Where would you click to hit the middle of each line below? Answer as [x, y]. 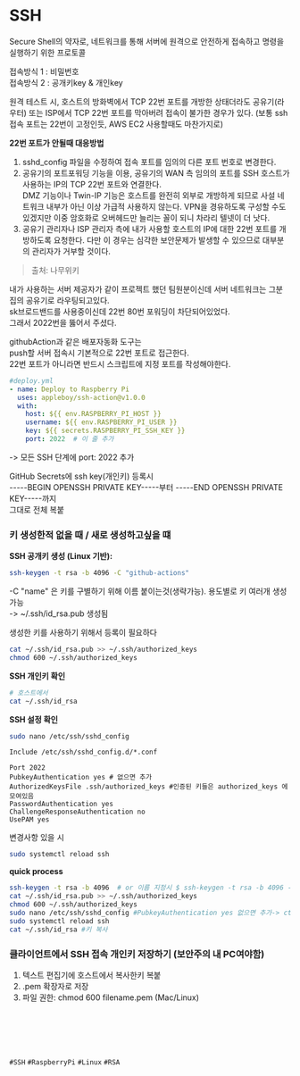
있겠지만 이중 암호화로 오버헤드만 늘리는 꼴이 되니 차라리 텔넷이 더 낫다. [146, 217]
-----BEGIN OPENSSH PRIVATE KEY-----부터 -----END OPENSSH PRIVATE [146, 487]
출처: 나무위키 [55, 270]
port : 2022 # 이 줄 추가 [70, 439]
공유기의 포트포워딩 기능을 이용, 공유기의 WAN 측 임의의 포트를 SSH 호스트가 [156, 173]
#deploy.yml [31, 380]
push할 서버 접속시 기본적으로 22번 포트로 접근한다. [99, 353]
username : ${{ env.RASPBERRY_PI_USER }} [101, 422]
